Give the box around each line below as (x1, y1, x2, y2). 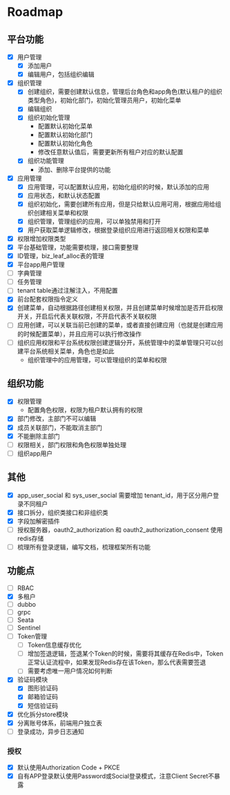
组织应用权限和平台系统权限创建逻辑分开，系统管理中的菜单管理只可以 (17, 338, 218, 346)
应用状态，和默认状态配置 (27, 191, 101, 199)
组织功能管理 (27, 157, 64, 165)
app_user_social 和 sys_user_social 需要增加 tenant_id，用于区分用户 (17, 491, 213, 499)
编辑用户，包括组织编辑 (27, 70, 95, 79)
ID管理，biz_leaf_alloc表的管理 (17, 252, 105, 259)
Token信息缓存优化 (27, 641, 82, 649)
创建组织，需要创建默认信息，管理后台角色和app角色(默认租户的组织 (27, 88, 222, 96)
